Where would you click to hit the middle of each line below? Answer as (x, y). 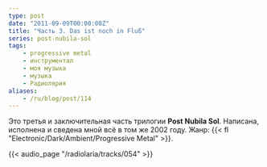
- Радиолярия (45, 83)
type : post (27, 16)
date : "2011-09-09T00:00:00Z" (59, 23)
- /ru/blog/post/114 (57, 98)
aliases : (23, 91)
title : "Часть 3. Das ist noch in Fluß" (77, 31)
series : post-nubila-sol (50, 38)
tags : (17, 46)
